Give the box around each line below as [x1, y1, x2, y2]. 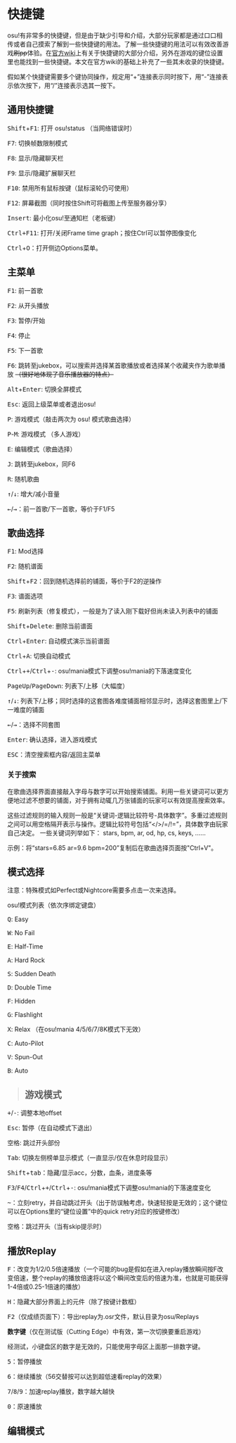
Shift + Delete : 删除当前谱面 [7, 622, 93, 630]
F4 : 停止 [7, 331, 31, 339]
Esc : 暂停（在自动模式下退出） [7, 1124, 96, 1132]
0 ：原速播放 [7, 1402, 42, 1411]
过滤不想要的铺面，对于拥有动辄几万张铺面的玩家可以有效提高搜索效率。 [19, 796, 229, 804]
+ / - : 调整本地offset [7, 1108, 62, 1117]
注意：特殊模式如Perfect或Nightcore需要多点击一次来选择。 [7, 886, 181, 894]
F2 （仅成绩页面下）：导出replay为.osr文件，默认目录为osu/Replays [7, 1313, 199, 1321]
